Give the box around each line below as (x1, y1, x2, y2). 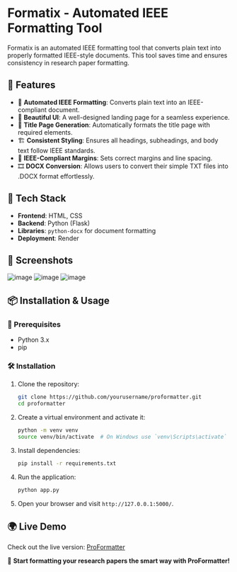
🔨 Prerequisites (7, 319, 62, 329)
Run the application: (17, 473, 76, 481)
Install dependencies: (17, 446, 81, 454)
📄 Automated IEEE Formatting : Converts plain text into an (17, 98, 186, 106)
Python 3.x (17, 335, 50, 344)
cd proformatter (17, 400, 66, 408)
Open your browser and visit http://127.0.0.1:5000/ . (17, 499, 174, 507)
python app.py (17, 486, 59, 493)
